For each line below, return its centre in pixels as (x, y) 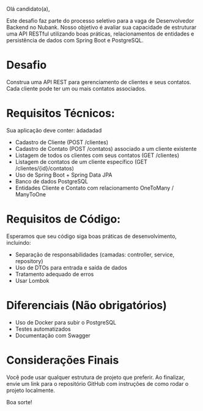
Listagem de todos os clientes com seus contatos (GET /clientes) (97, 155)
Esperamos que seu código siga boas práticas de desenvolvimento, (92, 236)
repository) (29, 261)
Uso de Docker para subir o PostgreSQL (66, 322)
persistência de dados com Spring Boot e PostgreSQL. (75, 40)
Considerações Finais (63, 360)
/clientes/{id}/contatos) (45, 168)
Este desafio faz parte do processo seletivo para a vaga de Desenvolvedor (100, 21)
